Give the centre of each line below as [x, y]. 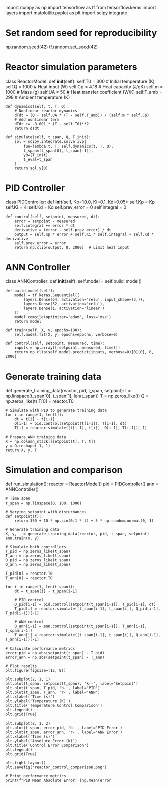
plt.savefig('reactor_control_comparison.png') [56, 767]
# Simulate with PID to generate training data [56, 410]
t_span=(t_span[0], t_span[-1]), [58, 151]
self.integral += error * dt [45, 225]
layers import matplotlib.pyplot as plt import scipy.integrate [66, 13]
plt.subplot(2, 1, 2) [28, 723]
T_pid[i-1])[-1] [22, 613]
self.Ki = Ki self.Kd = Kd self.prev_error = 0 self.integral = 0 [66, 207]
